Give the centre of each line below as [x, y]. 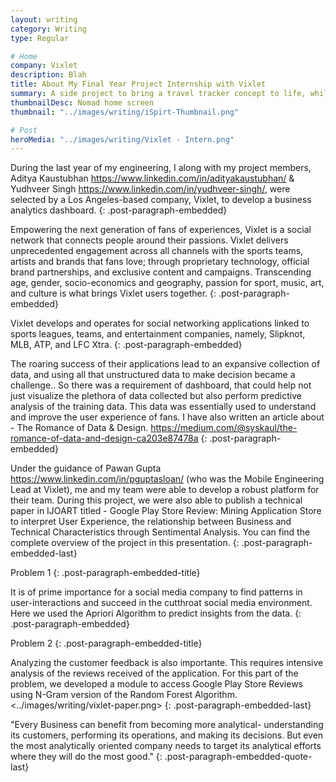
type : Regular [40, 38]
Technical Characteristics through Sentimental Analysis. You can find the [160, 532]
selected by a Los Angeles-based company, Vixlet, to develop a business [161, 200]
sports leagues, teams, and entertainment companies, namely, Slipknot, [158, 334]
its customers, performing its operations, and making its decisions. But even [167, 735]
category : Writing [48, 29]
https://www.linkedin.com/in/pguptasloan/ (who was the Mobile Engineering [167, 479]
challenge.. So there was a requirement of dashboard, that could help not [161, 385]
